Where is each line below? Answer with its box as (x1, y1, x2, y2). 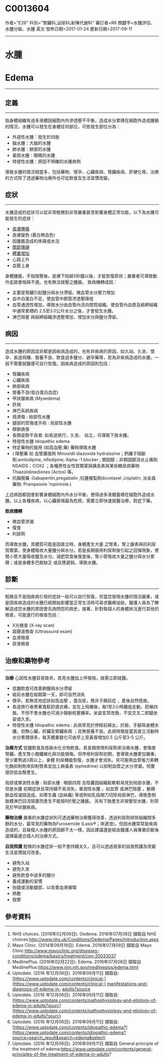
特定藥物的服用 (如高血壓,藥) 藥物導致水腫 (12, 444, 96, 450)
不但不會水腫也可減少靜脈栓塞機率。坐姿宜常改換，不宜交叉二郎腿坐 (20, 710, 158, 716)
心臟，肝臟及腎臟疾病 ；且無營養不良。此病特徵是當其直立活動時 (29, 728, 159, 734)
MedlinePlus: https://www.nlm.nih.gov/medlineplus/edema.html (12, 964, 139, 970)
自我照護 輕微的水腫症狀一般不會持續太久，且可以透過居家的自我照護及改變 (5, 844, 156, 849)
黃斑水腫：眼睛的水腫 (12, 152, 55, 158)
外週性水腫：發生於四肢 (12, 134, 60, 140)
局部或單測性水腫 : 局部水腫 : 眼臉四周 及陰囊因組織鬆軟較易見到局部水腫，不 (5, 780, 159, 786)
